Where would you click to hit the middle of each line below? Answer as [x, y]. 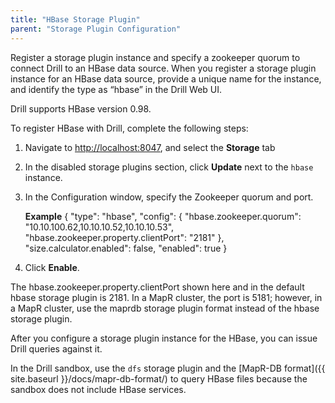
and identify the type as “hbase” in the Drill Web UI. [116, 89]
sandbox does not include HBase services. [98, 389]
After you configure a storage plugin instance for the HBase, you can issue [164, 338]
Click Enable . [52, 267]
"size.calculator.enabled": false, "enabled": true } [126, 248]
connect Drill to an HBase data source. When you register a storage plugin [163, 68]
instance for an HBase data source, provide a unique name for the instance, [166, 78]
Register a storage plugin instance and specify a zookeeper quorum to [155, 57]
